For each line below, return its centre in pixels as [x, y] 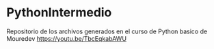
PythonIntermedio [59, 13]
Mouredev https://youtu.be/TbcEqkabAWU [67, 38]
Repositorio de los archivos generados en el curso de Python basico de [107, 31]
